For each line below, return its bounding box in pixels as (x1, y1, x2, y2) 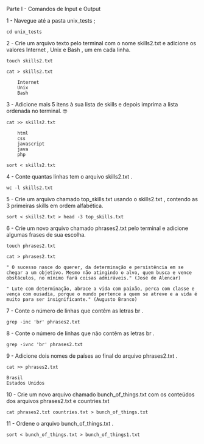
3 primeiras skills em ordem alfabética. (6, 202, 104, 209)
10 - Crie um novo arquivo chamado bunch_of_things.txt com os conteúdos (6, 391, 195, 398)
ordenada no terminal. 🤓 (6, 107, 68, 114)
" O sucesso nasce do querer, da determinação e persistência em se (6, 264, 184, 270)
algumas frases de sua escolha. (6, 231, 86, 238)
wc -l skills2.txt (6, 185, 53, 191)
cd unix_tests (6, 29, 43, 35)
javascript (17, 141, 45, 147)
